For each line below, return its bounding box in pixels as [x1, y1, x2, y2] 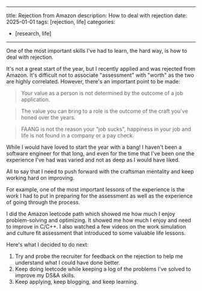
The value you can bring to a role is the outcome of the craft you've [20, 107, 188, 115]
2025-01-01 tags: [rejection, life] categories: [6, 19, 115, 25]
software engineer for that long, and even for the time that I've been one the [6, 150, 195, 157]
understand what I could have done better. [14, 259, 120, 266]
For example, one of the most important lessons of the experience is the [6, 186, 185, 193]
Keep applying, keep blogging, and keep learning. [14, 278, 138, 285]
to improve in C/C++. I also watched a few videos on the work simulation [6, 223, 186, 230]
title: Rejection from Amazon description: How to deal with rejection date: [6, 12, 188, 19]
